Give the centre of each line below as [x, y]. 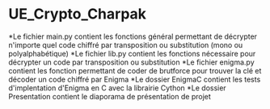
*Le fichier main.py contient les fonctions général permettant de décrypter [133, 36]
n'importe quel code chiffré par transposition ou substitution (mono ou [126, 44]
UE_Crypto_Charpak [78, 14]
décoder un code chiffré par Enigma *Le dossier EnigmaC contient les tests [135, 79]
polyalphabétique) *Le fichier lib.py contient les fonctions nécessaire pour [132, 53]
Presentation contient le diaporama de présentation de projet [110, 96]
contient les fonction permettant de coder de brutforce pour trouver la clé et [135, 70]
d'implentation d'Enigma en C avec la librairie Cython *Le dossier [117, 88]
